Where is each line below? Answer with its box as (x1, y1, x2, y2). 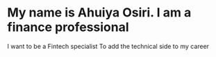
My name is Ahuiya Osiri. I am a (7, 5, 192, 21)
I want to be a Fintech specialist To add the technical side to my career (7, 42, 210, 50)
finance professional (7, 19, 130, 35)
